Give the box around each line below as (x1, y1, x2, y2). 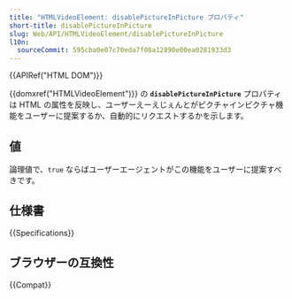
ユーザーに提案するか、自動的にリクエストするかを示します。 (24, 111, 250, 121)
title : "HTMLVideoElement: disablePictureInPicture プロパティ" (9, 12, 244, 22)
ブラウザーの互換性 (9, 256, 114, 271)
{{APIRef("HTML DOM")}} (9, 70, 104, 80)
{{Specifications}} (9, 227, 75, 238)
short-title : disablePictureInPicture (9, 21, 152, 30)
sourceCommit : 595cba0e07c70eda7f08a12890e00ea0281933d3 (17, 46, 232, 55)
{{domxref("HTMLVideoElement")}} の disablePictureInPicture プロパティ (9, 88, 282, 99)
